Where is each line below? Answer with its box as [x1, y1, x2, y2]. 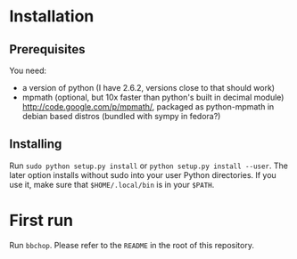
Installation [9, 6, 95, 27]
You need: [9, 65, 47, 76]
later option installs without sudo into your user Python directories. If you [9, 169, 276, 180]
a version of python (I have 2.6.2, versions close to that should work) [21, 83, 275, 93]
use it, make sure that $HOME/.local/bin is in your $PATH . [9, 179, 215, 190]
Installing [9, 136, 62, 152]
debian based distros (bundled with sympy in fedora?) [21, 111, 221, 121]
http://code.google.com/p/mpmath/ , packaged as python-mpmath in [21, 101, 275, 112]
